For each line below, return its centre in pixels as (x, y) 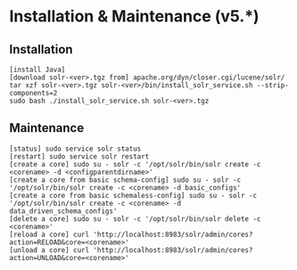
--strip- (273, 86)
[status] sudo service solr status (75, 149)
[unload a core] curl (49, 250)
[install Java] (37, 70)
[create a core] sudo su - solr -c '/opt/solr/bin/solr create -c (135, 164)
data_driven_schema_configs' (63, 211)
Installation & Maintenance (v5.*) (135, 16)
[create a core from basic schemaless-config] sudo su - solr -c (133, 195)
